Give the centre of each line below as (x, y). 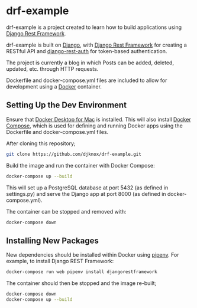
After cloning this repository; (41, 143)
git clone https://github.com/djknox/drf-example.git (74, 154)
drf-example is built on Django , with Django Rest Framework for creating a (97, 45)
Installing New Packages (52, 240)
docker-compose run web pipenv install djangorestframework (82, 272)
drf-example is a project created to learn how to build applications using (94, 27)
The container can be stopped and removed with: (66, 211)
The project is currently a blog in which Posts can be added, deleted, (90, 63)
